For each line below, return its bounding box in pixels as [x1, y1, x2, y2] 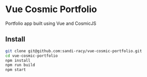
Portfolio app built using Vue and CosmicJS [5, 20, 97, 26]
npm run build [5, 62, 36, 68]
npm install [5, 58, 31, 63]
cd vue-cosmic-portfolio [5, 53, 58, 58]
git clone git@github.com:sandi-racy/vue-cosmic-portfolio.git [5, 48, 142, 54]
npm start [5, 67, 26, 72]
